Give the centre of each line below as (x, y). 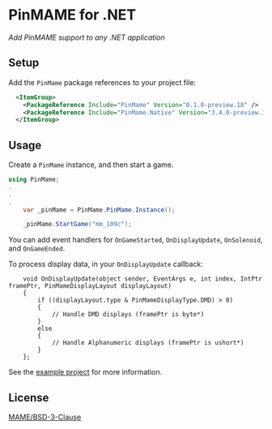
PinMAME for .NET (72, 15)
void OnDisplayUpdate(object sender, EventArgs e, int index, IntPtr (143, 279)
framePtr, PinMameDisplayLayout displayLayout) (90, 286)
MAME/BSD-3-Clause (45, 417)
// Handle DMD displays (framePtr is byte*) (128, 315)
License (29, 398)
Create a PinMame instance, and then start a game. (91, 165)
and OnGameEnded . (37, 248)
